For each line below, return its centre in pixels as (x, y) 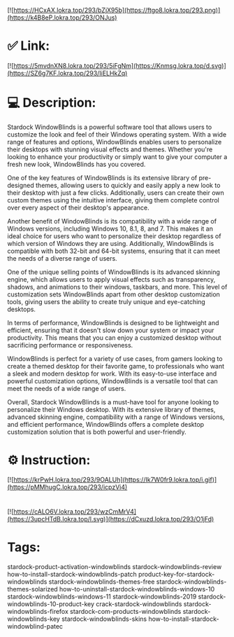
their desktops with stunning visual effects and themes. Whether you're (110, 149)
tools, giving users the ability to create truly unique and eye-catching (107, 301)
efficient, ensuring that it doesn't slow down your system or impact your (111, 330)
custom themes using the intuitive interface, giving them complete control (114, 200)
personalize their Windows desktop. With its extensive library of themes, (111, 409)
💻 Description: (52, 103)
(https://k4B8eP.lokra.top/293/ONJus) (62, 18)
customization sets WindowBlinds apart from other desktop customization (114, 294)
